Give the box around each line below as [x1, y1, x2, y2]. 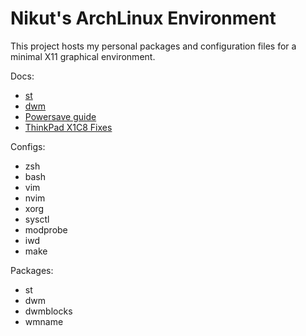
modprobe [24, 223, 68, 236]
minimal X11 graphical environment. [10, 50, 156, 62]
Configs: [10, 140, 46, 152]
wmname [24, 315, 64, 327]
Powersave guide [24, 110, 97, 122]
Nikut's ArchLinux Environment [10, 7, 277, 30]
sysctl [24, 213, 50, 225]
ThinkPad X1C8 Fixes [24, 121, 113, 133]
